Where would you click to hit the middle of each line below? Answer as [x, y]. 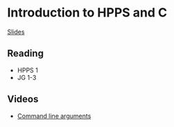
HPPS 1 [27, 70]
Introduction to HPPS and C [87, 13]
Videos [23, 99]
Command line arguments [54, 116]
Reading [25, 53]
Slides [16, 32]
